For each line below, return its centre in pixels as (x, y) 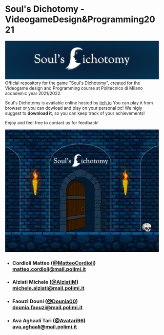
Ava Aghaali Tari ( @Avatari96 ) (49, 321)
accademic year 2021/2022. (33, 93)
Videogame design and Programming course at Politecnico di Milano (74, 88)
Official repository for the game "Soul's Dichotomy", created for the (73, 83)
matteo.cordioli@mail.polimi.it (49, 269)
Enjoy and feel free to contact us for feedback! (52, 122)
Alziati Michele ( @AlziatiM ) (45, 282)
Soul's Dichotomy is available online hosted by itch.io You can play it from (79, 103)
